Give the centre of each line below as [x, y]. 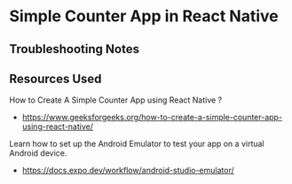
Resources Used [55, 78]
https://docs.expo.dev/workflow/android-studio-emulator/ [128, 171]
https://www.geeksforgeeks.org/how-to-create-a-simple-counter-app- [152, 118]
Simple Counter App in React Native [144, 16]
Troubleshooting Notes [75, 49]
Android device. [38, 153]
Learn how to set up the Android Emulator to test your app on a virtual [137, 144]
